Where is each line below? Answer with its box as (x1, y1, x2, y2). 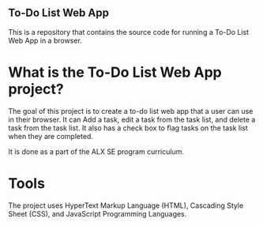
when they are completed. (8, 131, 93, 141)
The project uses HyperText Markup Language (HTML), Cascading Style (8, 201, 244, 210)
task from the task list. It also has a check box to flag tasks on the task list (8, 122, 249, 133)
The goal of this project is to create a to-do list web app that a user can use (8, 106, 254, 115)
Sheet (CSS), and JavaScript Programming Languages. (8, 209, 187, 218)
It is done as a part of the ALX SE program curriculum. (8, 146, 184, 156)
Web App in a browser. (8, 36, 83, 45)
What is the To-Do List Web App (8, 63, 223, 81)
